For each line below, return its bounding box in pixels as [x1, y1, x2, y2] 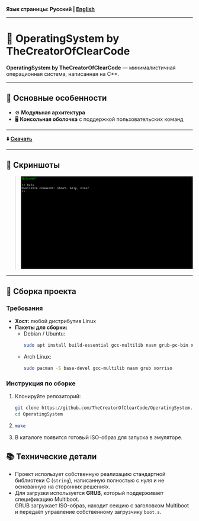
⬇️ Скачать [6, 135, 33, 142]
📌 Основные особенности [6, 93, 107, 103]
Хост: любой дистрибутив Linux [14, 318, 97, 325]
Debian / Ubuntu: [23, 330, 66, 337]
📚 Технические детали [6, 452, 97, 462]
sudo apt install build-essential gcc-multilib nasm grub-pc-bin [23, 343, 188, 349]
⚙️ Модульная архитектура [14, 108, 86, 116]
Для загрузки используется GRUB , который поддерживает [14, 489, 164, 496]
